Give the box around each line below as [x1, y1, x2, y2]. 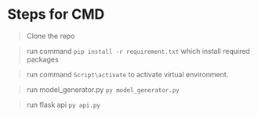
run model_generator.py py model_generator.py [26, 84, 180, 94]
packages [26, 55, 60, 64]
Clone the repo [26, 31, 75, 41]
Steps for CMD [7, 5, 105, 23]
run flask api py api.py [26, 100, 101, 109]
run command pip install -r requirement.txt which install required [26, 46, 250, 55]
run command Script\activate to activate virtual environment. [26, 69, 229, 79]
